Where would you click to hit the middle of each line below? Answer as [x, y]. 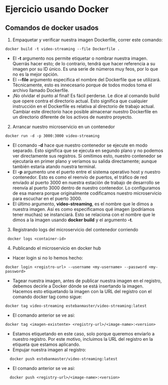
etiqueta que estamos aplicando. [46, 344]
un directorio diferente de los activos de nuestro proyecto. [72, 117]
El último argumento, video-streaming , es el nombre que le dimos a [82, 204]
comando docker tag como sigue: [47, 297]
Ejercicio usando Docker [57, 9]
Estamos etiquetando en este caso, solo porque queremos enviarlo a [83, 334]
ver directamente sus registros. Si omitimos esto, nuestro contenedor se [87, 156]
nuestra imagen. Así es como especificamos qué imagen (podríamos [83, 209]
